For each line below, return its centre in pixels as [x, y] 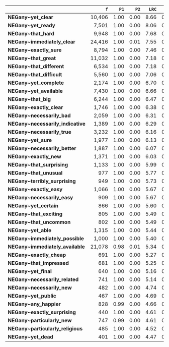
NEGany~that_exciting [35, 214]
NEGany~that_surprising [38, 165]
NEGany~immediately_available [47, 247]
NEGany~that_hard [31, 34]
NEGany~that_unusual [35, 173]
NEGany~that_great [32, 58]
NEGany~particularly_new [40, 321]
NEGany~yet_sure [30, 140]
